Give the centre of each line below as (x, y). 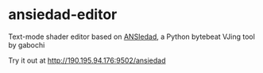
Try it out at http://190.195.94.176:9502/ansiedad (87, 60)
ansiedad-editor (63, 15)
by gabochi (27, 44)
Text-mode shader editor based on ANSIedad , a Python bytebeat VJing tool (132, 36)
